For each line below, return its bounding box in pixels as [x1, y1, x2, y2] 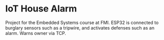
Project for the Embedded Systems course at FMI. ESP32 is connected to [5, 19, 159, 25]
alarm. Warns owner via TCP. [5, 30, 66, 36]
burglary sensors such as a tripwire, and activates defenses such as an [5, 24, 154, 30]
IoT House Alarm [5, 3, 77, 14]
